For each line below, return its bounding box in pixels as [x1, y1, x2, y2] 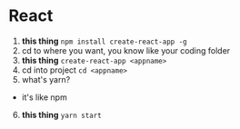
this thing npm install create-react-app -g [21, 35, 187, 46]
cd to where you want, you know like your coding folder [21, 45, 231, 55]
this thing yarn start [21, 109, 102, 120]
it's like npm [21, 92, 67, 103]
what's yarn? [21, 74, 71, 84]
